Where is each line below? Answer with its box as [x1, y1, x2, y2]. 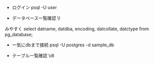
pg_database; [5, 32, 33, 37]
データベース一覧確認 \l [12, 15, 60, 21]
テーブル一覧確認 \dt [12, 52, 55, 58]
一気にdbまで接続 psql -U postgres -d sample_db [12, 42, 114, 48]
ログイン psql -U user [12, 5, 57, 10]
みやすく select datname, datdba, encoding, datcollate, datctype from [5, 26, 149, 32]
